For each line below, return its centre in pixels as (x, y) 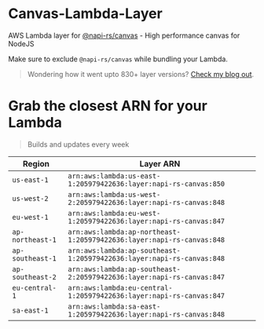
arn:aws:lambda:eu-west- (114, 213)
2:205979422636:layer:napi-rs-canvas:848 (147, 202)
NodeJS (21, 43)
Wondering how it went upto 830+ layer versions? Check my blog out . (141, 74)
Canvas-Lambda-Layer (85, 14)
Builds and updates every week (78, 144)
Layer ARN (160, 163)
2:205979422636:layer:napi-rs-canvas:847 (147, 277)
